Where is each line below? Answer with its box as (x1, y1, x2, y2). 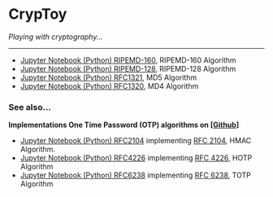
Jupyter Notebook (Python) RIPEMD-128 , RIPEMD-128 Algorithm (19, 63, 236, 73)
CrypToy (8, 5, 67, 24)
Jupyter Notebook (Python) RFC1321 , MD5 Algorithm (19, 72, 197, 82)
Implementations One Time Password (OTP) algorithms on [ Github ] (8, 120, 240, 130)
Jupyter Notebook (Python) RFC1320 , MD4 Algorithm (19, 81, 199, 90)
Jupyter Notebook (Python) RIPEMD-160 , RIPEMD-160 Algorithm (19, 55, 237, 65)
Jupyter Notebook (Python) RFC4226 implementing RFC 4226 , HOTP (19, 153, 253, 163)
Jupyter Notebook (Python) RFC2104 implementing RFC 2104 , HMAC (19, 136, 252, 146)
